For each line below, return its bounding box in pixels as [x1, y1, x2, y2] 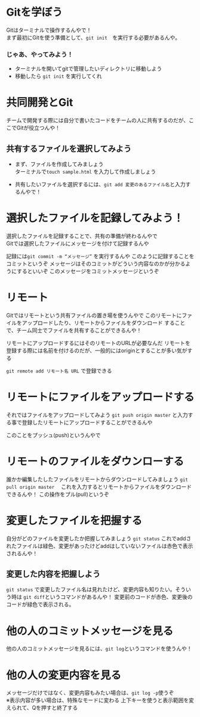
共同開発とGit [6, 96, 73, 110]
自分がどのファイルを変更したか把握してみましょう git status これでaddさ [6, 534, 192, 542]
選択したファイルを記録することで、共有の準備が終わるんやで [6, 232, 158, 240]
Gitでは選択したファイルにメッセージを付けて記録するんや [6, 240, 149, 247]
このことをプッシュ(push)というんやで [6, 431, 101, 438]
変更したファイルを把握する [6, 513, 143, 527]
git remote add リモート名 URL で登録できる [6, 367, 112, 374]
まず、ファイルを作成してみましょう [14, 160, 104, 168]
